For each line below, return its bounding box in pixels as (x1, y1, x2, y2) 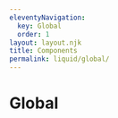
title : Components (9, 46, 78, 55)
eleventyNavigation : (9, 13, 87, 22)
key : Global (17, 21, 63, 30)
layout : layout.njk (9, 38, 82, 47)
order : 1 (17, 29, 50, 38)
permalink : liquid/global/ (9, 55, 110, 63)
